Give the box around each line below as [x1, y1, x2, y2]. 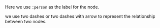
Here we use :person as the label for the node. [5, 4, 99, 10]
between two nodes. [5, 19, 47, 24]
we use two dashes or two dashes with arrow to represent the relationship [5, 14, 156, 19]
